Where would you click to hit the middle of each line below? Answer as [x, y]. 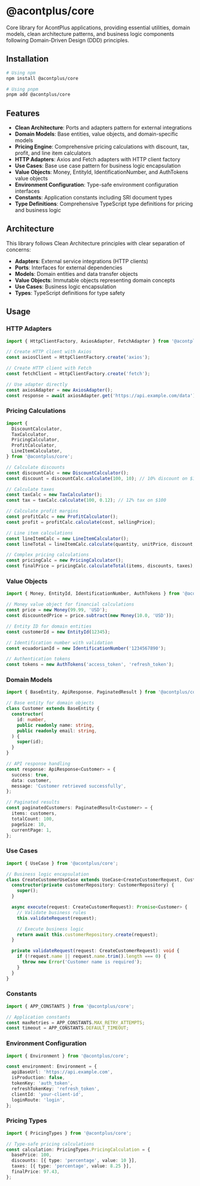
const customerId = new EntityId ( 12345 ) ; [58, 632]
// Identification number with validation [60, 643]
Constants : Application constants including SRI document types [93, 198]
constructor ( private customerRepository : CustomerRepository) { [93, 885]
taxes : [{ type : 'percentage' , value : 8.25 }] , [72, 1166]
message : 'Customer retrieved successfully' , [69, 786]
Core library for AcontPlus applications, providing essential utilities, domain [98, 27]
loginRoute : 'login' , [38, 1100]
